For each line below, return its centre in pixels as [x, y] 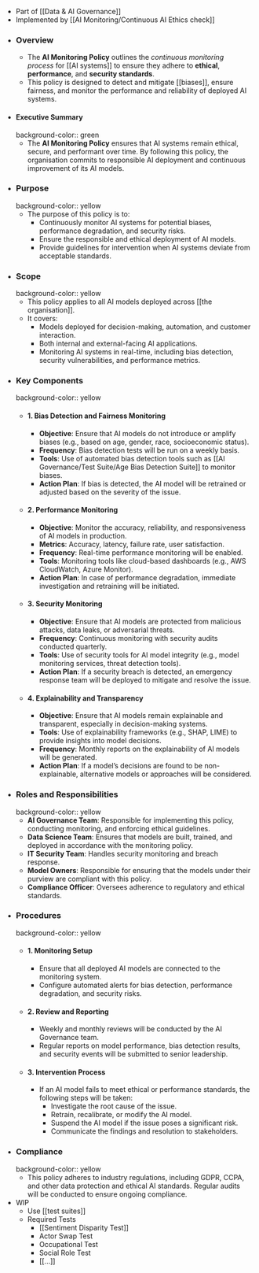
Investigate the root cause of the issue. [114, 1106]
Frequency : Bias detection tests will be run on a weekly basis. [139, 450]
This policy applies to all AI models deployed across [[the [120, 302]
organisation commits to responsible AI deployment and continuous [136, 160]
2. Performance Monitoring [73, 510]
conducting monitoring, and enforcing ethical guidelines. [119, 828]
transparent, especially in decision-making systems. [123, 724]
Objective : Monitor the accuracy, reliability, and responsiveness [142, 527]
